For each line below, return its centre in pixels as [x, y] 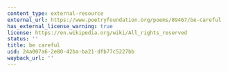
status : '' [23, 39]
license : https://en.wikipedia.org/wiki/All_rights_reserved [97, 33]
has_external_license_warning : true [60, 26]
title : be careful [34, 45]
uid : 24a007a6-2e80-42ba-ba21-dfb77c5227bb [71, 52]
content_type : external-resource [55, 13]
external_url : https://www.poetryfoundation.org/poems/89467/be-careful [114, 20]
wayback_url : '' [30, 58]
